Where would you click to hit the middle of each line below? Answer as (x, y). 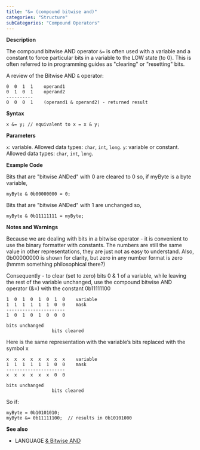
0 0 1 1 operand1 (36, 87)
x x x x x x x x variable (52, 360)
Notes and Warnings (32, 227)
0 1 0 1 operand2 (36, 92)
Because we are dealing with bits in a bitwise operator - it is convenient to (97, 239)
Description (21, 40)
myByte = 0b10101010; (33, 413)
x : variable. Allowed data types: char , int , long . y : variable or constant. (93, 147)
